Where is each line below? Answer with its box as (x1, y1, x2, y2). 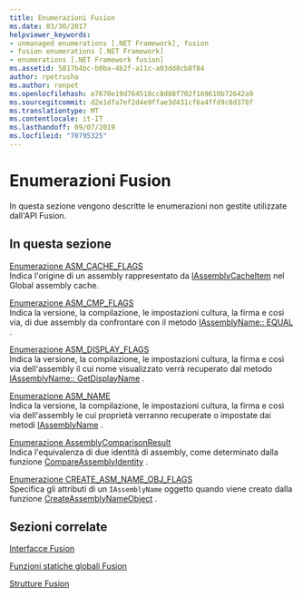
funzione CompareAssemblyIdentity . (9, 455, 149, 467)
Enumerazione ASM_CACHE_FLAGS (9, 260, 143, 271)
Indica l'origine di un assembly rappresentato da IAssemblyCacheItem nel (9, 269, 285, 281)
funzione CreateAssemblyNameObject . (9, 493, 158, 504)
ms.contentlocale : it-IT (9, 114, 103, 123)
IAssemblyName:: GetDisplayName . (9, 373, 145, 384)
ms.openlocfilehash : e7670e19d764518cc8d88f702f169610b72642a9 (9, 89, 254, 98)
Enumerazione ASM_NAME (9, 390, 111, 401)
